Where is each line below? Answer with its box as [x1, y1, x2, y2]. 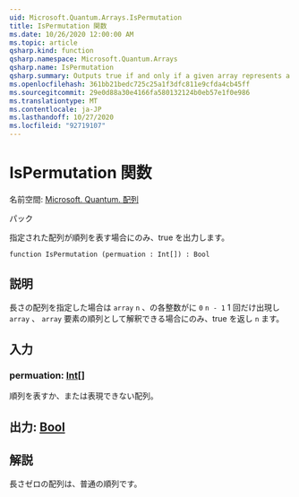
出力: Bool [9, 419, 65, 434]
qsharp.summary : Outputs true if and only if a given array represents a [9, 72, 291, 81]
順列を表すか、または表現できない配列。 [9, 390, 158, 401]
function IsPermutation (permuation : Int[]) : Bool [9, 250, 210, 259]
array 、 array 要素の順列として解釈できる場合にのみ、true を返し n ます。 [9, 313, 285, 323]
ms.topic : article [9, 38, 78, 47]
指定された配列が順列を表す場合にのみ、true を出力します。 [9, 232, 230, 243]
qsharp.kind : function [9, 47, 94, 56]
